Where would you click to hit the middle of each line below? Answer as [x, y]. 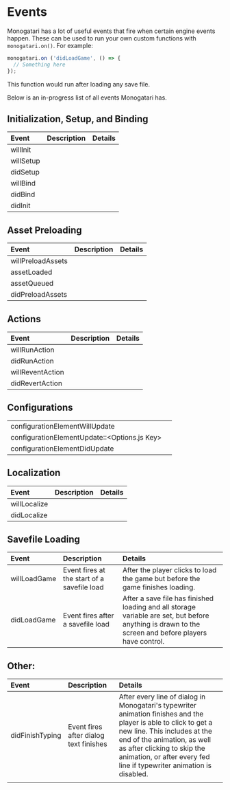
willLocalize [29, 504]
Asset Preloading [44, 230]
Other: [21, 666]
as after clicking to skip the [162, 748]
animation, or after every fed [164, 757]
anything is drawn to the [161, 624]
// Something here [40, 65]
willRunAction [33, 350]
